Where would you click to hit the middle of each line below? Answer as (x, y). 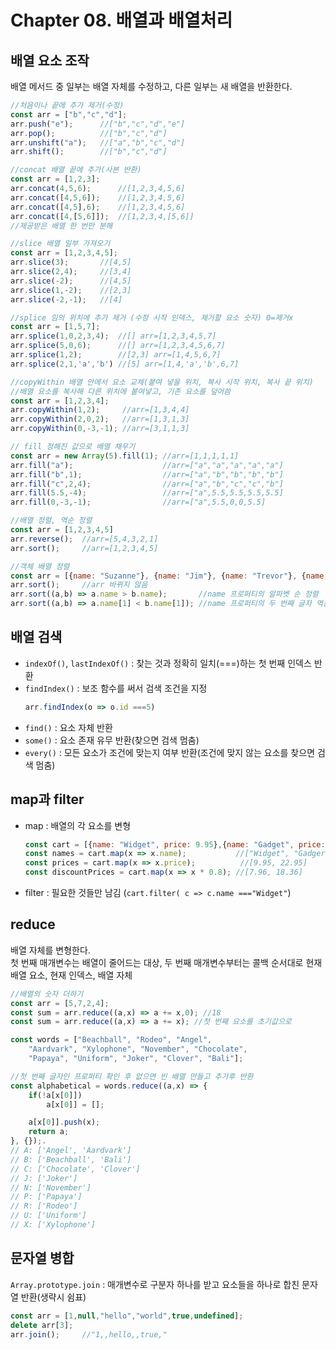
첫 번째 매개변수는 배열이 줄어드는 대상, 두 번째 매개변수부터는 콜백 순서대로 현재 (166, 962)
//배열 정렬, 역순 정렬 (51, 521)
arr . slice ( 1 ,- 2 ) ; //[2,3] (71, 290)
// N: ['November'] (51, 1187)
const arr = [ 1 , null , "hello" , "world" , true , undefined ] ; (127, 1316)
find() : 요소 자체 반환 (68, 727)
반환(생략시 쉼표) (53, 1297)
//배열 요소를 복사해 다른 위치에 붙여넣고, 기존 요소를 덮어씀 (121, 391)
